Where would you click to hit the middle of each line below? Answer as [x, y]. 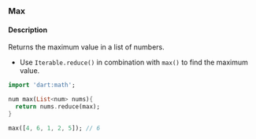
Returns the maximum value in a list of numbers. [87, 47]
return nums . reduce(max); [58, 106]
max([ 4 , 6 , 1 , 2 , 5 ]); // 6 [54, 128]
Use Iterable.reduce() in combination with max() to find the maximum [134, 62]
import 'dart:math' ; [42, 85]
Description [28, 30]
